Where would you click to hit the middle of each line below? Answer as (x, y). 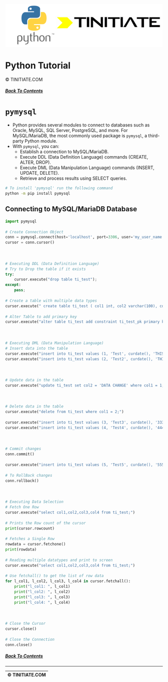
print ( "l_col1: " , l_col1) (42, 587)
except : (13, 285)
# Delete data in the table (34, 406)
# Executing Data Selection (34, 502)
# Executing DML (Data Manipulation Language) (54, 343)
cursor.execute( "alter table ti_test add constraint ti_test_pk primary (82, 322)
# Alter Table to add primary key (41, 317)
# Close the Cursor (25, 624)
